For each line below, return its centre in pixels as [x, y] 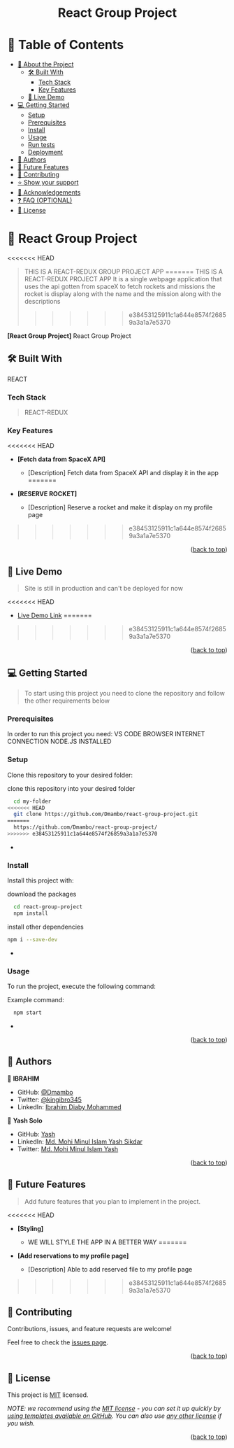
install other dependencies [45, 927]
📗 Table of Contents [66, 45]
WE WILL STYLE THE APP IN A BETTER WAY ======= [107, 1242]
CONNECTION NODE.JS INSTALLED [59, 741]
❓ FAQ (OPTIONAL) [45, 200]
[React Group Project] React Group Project [69, 336]
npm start [28, 1013]
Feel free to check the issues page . [58, 1342]
